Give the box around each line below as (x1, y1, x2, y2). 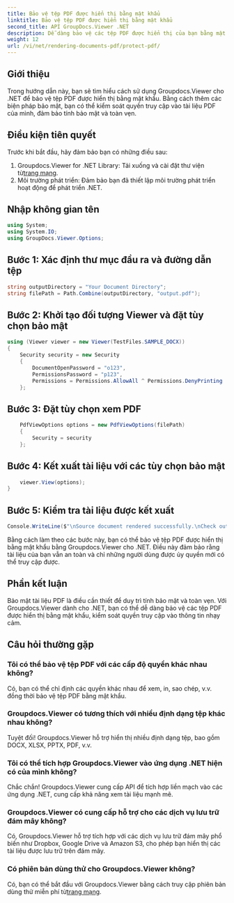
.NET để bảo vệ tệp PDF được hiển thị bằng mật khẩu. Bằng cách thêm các (7, 94, 222, 102)
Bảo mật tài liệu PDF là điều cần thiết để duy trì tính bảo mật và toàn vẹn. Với (7, 596, 227, 604)
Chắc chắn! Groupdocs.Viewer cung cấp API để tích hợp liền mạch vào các (7, 783, 223, 791)
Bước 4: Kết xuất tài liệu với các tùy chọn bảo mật (7, 460, 226, 472)
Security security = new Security (19, 352, 120, 359)
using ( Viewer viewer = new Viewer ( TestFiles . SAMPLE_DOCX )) (7, 338, 186, 345)
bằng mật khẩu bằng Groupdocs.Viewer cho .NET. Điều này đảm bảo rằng (7, 543, 220, 551)
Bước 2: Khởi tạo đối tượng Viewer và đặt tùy (7, 309, 204, 321)
